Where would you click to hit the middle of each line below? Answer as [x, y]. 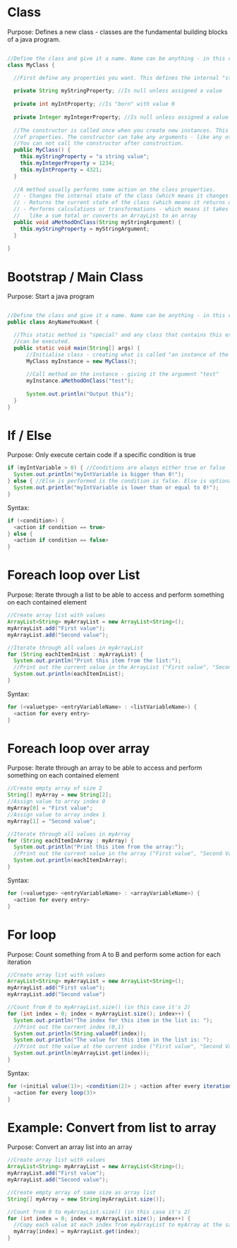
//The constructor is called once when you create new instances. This [121, 130]
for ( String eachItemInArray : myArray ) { [71, 840]
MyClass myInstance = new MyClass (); [81, 361]
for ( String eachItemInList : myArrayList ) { [75, 654]
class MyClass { [31, 65]
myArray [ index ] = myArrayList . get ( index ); [77, 1232]
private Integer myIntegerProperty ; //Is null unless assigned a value [121, 117]
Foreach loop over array [79, 748]
